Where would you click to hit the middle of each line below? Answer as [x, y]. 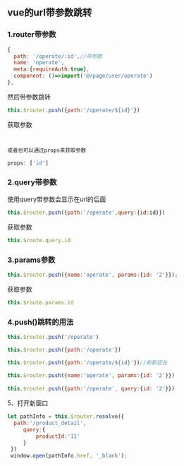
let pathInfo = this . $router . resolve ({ [66, 417]
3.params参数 [31, 260]
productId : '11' [58, 436]
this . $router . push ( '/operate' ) [53, 337]
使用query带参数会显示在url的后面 [57, 199]
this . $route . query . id [39, 240]
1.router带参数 [32, 35]
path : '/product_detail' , [50, 423]
